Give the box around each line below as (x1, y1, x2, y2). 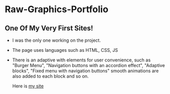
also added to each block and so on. (12, 73, 89, 79)
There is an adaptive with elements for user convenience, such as (12, 57, 151, 63)
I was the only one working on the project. (12, 37, 101, 43)
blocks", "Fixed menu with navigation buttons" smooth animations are (12, 68, 159, 74)
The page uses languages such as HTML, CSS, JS (12, 47, 118, 53)
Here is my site (12, 83, 44, 89)
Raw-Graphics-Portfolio (5, 4, 109, 15)
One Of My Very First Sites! (5, 24, 93, 33)
